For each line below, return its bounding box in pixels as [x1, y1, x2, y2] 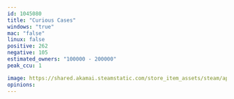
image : [7, 75, 26, 82]
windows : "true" [7, 23, 54, 30]
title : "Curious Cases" [7, 17, 77, 24]
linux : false [7, 36, 45, 43]
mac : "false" [7, 29, 45, 37]
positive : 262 [7, 43, 49, 49]
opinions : [7, 81, 36, 88]
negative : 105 [7, 49, 49, 56]
